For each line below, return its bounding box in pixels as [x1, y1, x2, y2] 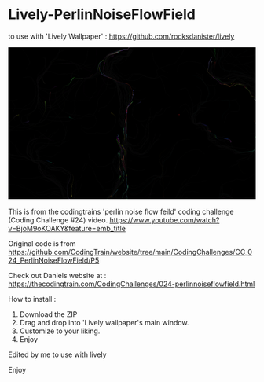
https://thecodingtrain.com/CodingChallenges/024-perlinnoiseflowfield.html [8, 279, 255, 288]
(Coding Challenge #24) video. [8, 215, 108, 225]
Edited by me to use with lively [8, 350, 108, 359]
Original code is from [8, 239, 76, 248]
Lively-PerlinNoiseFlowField [8, 6, 196, 24]
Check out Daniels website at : [8, 271, 107, 281]
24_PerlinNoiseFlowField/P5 [8, 255, 100, 265]
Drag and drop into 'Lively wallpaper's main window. [19, 318, 189, 328]
